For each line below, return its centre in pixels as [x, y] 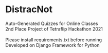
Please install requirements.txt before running [53, 40]
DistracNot [29, 9]
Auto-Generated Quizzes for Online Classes [52, 23]
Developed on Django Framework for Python [52, 45]
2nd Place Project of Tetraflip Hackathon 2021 [54, 29]
